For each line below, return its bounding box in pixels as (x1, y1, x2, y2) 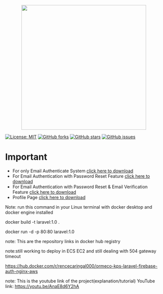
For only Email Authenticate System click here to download (12, 168, 134, 174)
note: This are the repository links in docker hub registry (5, 238, 121, 244)
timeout (5, 253, 21, 259)
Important (5, 151, 47, 163)
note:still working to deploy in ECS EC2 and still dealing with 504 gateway (5, 248, 157, 254)
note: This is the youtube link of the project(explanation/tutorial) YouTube (5, 278, 156, 284)
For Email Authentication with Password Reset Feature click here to (12, 173, 151, 179)
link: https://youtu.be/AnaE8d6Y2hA (5, 283, 79, 289)
